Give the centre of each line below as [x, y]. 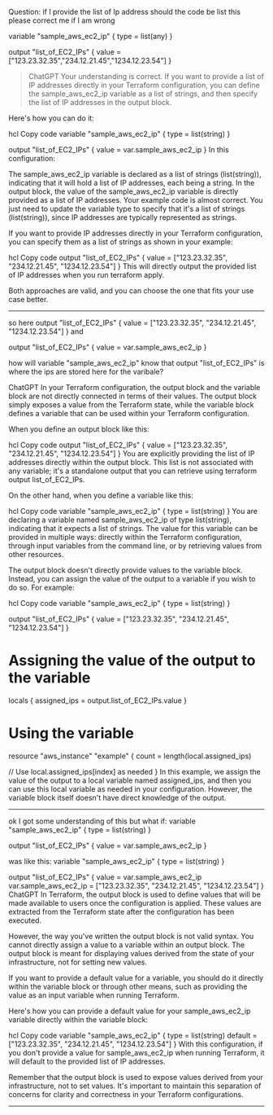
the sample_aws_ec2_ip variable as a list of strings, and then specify [143, 94]
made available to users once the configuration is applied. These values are [135, 902]
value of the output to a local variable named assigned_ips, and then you [130, 780]
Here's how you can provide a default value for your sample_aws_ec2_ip [130, 1011]
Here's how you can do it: [52, 118]
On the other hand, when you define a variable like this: [101, 495]
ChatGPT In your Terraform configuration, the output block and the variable [134, 387]
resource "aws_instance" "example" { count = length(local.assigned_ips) [130, 756]
